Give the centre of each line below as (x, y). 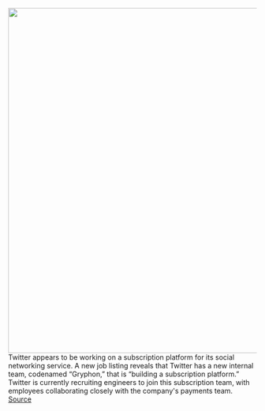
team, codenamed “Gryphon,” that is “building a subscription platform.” (124, 374)
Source (20, 399)
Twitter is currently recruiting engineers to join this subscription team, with (129, 382)
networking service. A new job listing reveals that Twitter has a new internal (131, 366)
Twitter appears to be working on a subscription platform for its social (121, 357)
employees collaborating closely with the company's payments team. (121, 391)
